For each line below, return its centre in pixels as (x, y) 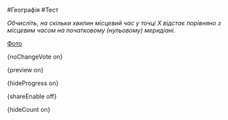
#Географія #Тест (33, 10)
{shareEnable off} (32, 96)
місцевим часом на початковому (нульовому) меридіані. (91, 30)
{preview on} (25, 70)
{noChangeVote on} (35, 57)
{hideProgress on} (33, 83)
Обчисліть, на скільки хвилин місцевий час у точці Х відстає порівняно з (114, 23)
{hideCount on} (29, 109)
